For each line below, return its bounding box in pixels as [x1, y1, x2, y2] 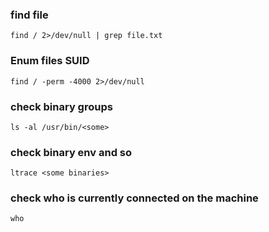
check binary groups [10, 99, 113, 113]
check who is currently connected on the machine [10, 191, 259, 205]
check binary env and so [10, 145, 133, 159]
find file [10, 8, 49, 22]
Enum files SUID [10, 54, 90, 68]
